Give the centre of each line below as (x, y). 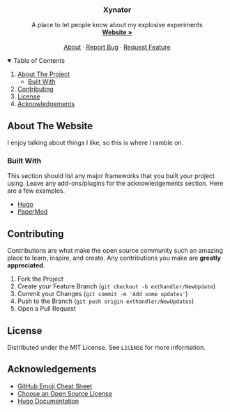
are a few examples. (36, 191)
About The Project (44, 74)
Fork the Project (40, 279)
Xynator (117, 10)
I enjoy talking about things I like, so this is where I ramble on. (95, 143)
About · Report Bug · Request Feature (117, 47)
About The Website (50, 126)
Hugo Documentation (48, 401)
